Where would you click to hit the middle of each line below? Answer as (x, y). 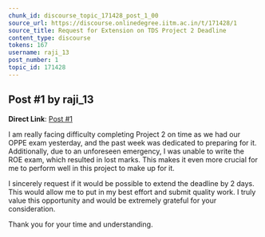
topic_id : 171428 (37, 68)
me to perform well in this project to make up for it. (92, 168)
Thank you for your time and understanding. (81, 224)
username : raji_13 (39, 52)
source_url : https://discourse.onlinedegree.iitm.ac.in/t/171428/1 (123, 23)
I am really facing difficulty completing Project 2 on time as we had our (125, 134)
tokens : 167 (28, 45)
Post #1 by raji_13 (51, 100)
